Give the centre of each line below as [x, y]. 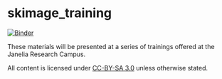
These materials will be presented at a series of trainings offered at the [111, 46]
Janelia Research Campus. [47, 54]
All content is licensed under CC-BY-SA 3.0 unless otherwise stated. [108, 68]
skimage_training [60, 13]
